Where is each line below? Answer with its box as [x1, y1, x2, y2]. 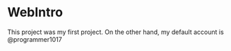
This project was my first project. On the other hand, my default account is [7, 28, 224, 36]
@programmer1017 [7, 35, 62, 43]
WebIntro [7, 4, 64, 21]
